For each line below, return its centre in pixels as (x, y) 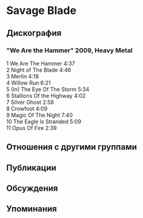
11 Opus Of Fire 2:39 (32, 128)
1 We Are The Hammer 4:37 (41, 63)
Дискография (34, 33)
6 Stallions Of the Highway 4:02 (46, 95)
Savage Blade (42, 11)
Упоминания (32, 209)
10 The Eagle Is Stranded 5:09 (44, 121)
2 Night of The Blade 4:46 (39, 70)
